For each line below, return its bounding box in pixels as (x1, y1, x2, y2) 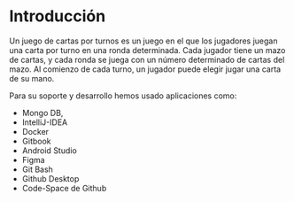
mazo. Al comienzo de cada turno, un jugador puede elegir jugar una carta (9, 64, 282, 74)
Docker (21, 126, 50, 136)
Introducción (9, 6, 106, 27)
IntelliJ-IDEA (21, 117, 68, 128)
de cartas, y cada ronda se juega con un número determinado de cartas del (9, 54, 285, 65)
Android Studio (21, 144, 77, 156)
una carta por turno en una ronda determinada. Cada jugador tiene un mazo (9, 44, 286, 55)
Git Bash (21, 164, 53, 175)
